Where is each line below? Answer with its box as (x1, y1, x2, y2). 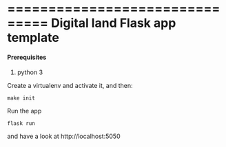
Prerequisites (7, 53, 47, 61)
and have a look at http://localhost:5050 (7, 132, 121, 141)
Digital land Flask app (50, 15, 176, 31)
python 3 (17, 68, 43, 76)
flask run (7, 120, 36, 127)
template (7, 30, 60, 45)
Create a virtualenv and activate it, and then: (7, 82, 133, 90)
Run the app (7, 107, 42, 115)
